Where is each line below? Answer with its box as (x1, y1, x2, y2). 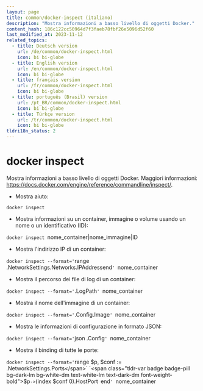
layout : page (6, 9, 40, 15)
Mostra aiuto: (15, 193, 49, 200)
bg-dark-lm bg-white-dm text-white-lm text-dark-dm (6, 371, 140, 378)
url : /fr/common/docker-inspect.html (17, 83, 113, 89)
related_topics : (6, 37, 48, 43)
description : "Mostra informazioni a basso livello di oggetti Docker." (6, 20, 195, 26)
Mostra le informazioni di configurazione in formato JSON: (15, 323, 162, 330)
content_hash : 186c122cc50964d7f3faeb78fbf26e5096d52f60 (6, 26, 154, 32)
